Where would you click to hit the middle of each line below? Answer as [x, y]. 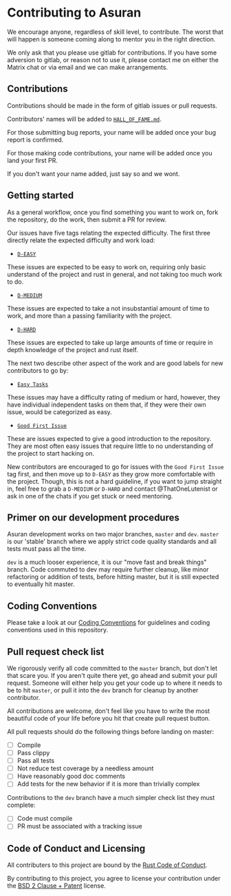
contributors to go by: [38, 370]
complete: [21, 805]
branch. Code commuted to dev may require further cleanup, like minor [108, 569]
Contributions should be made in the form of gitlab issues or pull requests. [112, 106]
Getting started [41, 196]
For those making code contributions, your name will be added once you [110, 153]
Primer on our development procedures [93, 517]
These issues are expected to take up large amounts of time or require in [110, 342]
